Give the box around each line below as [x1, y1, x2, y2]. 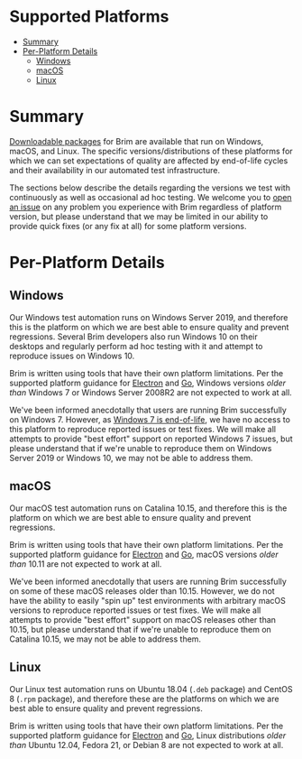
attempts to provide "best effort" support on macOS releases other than [9, 614, 277, 625]
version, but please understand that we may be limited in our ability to [9, 210, 269, 222]
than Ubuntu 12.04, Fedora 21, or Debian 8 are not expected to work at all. [9, 739, 284, 750]
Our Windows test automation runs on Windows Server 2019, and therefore [9, 311, 288, 322]
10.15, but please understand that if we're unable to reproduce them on [9, 624, 272, 634]
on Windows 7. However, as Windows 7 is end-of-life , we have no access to [9, 413, 291, 425]
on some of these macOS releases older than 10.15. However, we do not [9, 585, 275, 597]
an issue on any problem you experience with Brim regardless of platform [9, 201, 282, 212]
